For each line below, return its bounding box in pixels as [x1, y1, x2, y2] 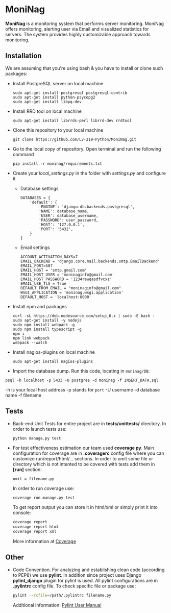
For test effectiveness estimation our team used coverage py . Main [12, 445, 154, 451]
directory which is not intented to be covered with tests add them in [12, 461, 155, 467]
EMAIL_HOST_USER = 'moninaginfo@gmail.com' [20, 272, 115, 277]
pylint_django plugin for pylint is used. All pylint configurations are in [12, 577, 158, 583]
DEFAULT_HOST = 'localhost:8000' [20, 295, 92, 300]
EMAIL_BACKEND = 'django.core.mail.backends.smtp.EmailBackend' [20, 259, 160, 264]
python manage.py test [12, 435, 61, 441]
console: [12, 509, 31, 516]
